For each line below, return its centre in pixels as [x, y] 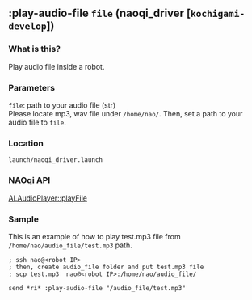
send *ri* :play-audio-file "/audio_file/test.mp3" [97, 288]
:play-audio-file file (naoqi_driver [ [100, 13]
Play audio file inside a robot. [57, 66]
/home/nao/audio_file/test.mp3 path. [71, 245]
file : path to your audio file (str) [62, 105]
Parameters [31, 87]
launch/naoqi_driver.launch [56, 160]
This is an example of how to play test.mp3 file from [94, 236]
